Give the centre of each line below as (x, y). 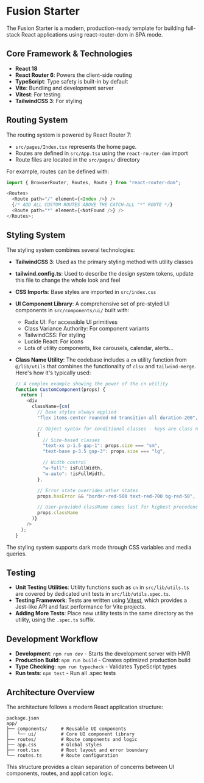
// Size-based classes (71, 440)
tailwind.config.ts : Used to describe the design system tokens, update (104, 273)
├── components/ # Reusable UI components (66, 729)
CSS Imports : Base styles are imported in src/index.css (86, 291)
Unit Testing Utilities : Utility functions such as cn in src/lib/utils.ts (102, 587)
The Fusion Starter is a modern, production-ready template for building (95, 28)
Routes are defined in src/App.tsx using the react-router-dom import (101, 153)
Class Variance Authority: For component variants (86, 328)
